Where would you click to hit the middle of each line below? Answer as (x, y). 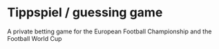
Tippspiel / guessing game (85, 13)
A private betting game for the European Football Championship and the (109, 31)
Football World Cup (35, 38)
